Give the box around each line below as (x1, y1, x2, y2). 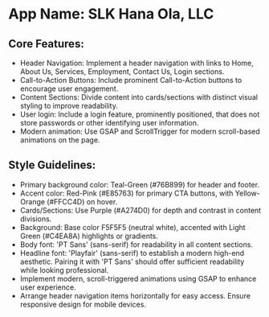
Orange (19, 196, 46, 206)
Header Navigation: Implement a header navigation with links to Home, (19, 58, 255, 68)
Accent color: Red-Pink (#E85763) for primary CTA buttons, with (19, 188, 234, 198)
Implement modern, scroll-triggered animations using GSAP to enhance (19, 274, 257, 283)
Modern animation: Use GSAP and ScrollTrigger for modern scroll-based (19, 126, 261, 136)
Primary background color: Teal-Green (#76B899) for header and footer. (19, 179, 259, 189)
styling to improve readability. (19, 101, 118, 110)
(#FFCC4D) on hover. (47, 196, 118, 206)
